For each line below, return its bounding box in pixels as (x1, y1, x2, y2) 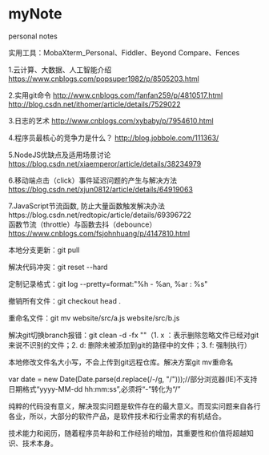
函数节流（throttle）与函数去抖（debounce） (8, 219, 157, 229)
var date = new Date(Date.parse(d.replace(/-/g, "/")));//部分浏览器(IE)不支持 (8, 374, 258, 384)
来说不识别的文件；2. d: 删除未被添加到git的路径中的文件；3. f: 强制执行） (8, 340, 252, 349)
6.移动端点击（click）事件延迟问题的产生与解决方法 (8, 175, 178, 185)
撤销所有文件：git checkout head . (8, 296, 122, 305)
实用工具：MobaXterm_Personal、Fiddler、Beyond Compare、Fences (8, 47, 240, 57)
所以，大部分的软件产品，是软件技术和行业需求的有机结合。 (29, 411, 226, 421)
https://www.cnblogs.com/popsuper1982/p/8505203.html (8, 74, 200, 83)
